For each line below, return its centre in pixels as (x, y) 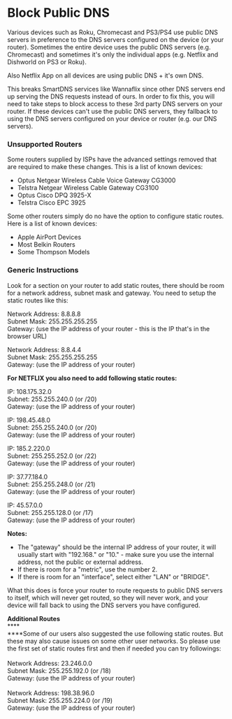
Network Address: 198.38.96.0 (51, 692)
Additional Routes (34, 618)
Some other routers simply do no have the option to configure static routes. (116, 216)
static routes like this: (38, 300)
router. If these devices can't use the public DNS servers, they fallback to (113, 111)
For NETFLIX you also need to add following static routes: (92, 378)
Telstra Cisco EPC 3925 (51, 203)
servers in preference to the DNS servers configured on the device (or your (116, 39)
